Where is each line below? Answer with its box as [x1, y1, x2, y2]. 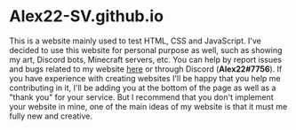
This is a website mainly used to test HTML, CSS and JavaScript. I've [9, 35, 262, 46]
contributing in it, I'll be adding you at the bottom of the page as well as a [9, 82, 276, 93]
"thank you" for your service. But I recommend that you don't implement [9, 91, 274, 103]
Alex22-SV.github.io [9, 6, 164, 27]
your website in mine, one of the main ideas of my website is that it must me [9, 101, 288, 111]
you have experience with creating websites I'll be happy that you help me [9, 73, 282, 83]
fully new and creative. [9, 111, 93, 121]
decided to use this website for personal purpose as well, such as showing [9, 44, 283, 55]
